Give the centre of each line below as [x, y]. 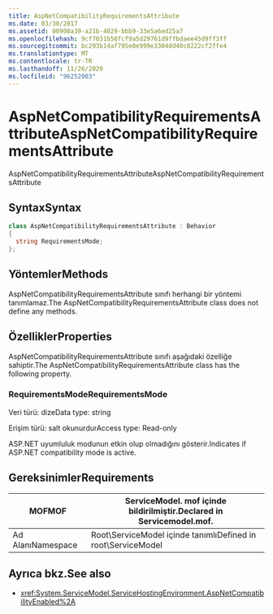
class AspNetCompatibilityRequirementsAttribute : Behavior [113, 227]
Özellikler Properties [60, 337]
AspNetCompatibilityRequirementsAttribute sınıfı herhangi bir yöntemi [125, 294]
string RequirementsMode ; [60, 242]
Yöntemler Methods [58, 274]
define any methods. [43, 311]
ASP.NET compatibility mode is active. [72, 452]
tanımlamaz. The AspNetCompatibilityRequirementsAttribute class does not [133, 302]
